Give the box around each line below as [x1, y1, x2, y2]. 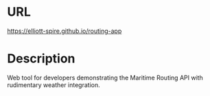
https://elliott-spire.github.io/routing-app [7, 27, 122, 35]
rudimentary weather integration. [7, 80, 101, 89]
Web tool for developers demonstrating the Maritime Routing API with [7, 73, 204, 82]
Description [7, 51, 75, 67]
